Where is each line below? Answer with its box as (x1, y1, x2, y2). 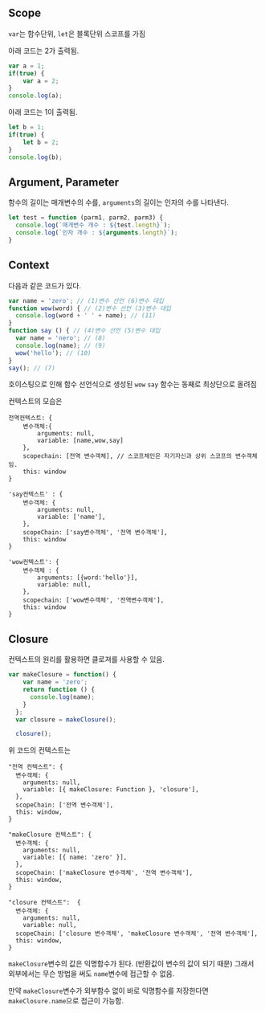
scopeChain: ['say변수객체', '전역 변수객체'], (22, 529, 169, 537)
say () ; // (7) (8, 364, 56, 372)
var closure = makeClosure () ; (15, 715, 116, 724)
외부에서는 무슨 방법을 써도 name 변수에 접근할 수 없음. (8, 969, 175, 978)
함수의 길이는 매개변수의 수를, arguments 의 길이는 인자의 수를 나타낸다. (8, 198, 229, 207)
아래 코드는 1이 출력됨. (8, 108, 78, 117)
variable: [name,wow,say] (37, 437, 124, 445)
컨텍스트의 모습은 (8, 397, 63, 406)
